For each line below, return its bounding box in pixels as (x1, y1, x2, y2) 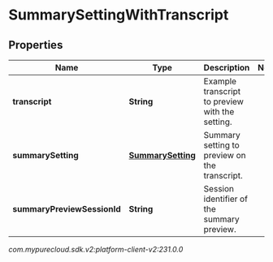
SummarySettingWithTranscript (8, 6, 229, 24)
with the (203, 106, 235, 117)
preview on (203, 150, 246, 161)
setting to (203, 140, 240, 151)
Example (203, 75, 237, 87)
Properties (8, 38, 63, 52)
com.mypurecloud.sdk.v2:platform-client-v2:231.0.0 (8, 245, 184, 254)
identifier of (203, 193, 248, 204)
